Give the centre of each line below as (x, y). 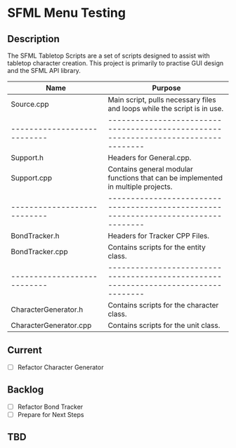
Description (33, 39)
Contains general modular (150, 169)
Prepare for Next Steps (51, 414)
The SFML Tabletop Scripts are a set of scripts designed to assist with (109, 55)
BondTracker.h (35, 236)
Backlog (26, 390)
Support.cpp (32, 178)
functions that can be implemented (165, 178)
